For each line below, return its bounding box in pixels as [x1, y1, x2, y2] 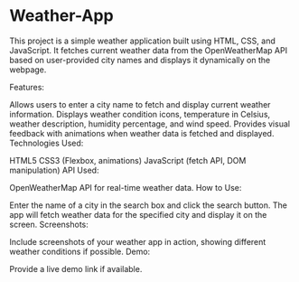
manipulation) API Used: [9, 164, 99, 175]
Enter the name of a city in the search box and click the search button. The [9, 200, 287, 211]
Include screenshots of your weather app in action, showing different [9, 236, 266, 247]
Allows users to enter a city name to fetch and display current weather [9, 99, 271, 109]
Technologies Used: [9, 137, 84, 148]
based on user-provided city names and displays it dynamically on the [9, 54, 271, 65]
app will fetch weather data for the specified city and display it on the [9, 209, 267, 220]
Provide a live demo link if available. [9, 263, 143, 274]
